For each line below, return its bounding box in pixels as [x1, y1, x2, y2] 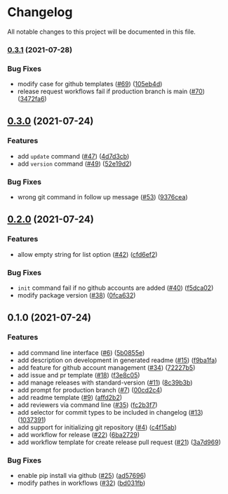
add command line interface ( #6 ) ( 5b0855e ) [17, 348, 145, 356]
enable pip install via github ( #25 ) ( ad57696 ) [17, 472, 147, 480]
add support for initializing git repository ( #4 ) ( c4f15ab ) [17, 422, 177, 432]
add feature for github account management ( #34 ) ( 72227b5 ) [17, 363, 196, 372]
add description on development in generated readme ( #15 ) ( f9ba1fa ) [17, 356, 217, 364]
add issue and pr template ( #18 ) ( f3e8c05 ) [17, 370, 140, 379]
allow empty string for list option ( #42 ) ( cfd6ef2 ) [17, 250, 158, 258]
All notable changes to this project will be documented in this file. [7, 27, 196, 36]
